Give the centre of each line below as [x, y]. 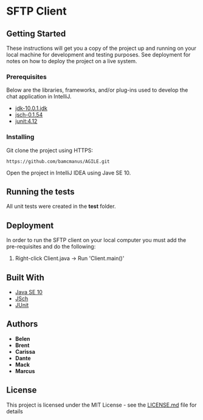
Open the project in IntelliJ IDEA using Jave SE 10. [69, 173]
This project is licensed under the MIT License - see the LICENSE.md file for [101, 405]
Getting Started [36, 34]
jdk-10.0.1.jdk [31, 108]
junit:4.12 [26, 121]
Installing [20, 137]
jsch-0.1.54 [29, 115]
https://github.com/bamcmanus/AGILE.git [58, 161]
